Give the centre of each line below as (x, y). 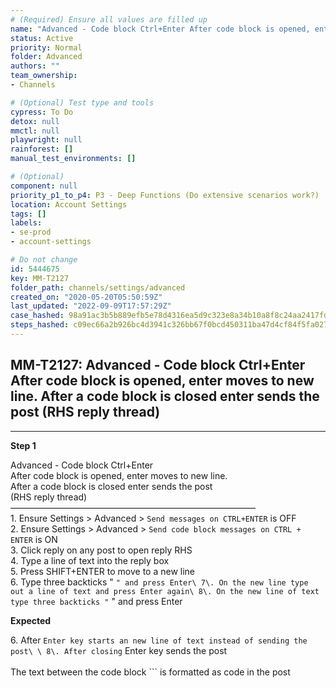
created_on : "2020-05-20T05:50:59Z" (86, 297)
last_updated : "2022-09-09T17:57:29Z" (91, 306)
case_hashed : (37, 316)
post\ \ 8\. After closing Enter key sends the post (119, 650)
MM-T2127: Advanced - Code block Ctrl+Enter (158, 365)
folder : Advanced (46, 57)
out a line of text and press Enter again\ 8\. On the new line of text (165, 591)
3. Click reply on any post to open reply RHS (101, 550)
